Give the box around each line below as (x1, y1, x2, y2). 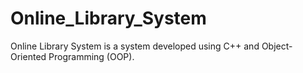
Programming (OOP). (48, 50, 135, 62)
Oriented (10, 50, 47, 62)
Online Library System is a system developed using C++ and (10, 40, 260, 52)
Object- (261, 40, 293, 52)
